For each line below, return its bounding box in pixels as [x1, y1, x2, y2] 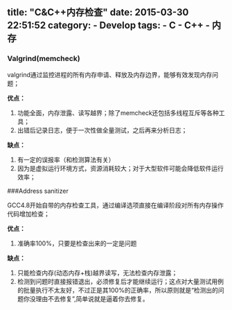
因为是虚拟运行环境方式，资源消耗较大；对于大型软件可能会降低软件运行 [17, 164, 224, 172]
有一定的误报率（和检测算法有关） [17, 155, 115, 164]
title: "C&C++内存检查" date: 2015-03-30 [7, 6, 189, 19]
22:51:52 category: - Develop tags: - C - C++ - [7, 19, 210, 31]
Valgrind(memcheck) [7, 54, 81, 64]
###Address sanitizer [7, 187, 69, 195]
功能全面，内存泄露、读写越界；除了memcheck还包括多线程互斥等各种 [17, 108, 220, 117]
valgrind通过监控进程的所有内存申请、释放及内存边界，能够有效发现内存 [7, 70, 213, 78]
